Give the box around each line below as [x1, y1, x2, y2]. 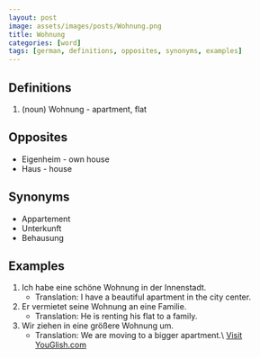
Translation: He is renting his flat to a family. [34, 311, 198, 322]
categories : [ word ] [8, 38, 82, 48]
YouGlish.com [34, 339, 87, 351]
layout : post [8, 13, 58, 22]
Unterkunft [21, 222, 62, 234]
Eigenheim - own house [21, 154, 110, 165]
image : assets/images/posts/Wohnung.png [8, 22, 163, 31]
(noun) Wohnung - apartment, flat [21, 103, 148, 114]
